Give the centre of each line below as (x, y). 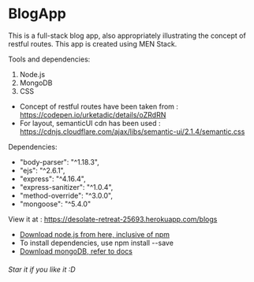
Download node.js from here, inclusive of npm (95, 234)
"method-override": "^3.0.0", (66, 195)
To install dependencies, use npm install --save (96, 243)
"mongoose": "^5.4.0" (55, 204)
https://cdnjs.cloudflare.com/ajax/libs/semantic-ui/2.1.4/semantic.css (132, 132)
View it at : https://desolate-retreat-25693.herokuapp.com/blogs (113, 219)
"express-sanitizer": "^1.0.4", (66, 187)
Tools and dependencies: (49, 59)
